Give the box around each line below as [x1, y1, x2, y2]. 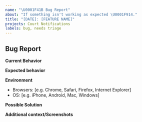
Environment [5, 77, 32, 83]
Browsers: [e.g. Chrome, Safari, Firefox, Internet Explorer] [12, 86, 131, 92]
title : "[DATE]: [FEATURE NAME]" [5, 16, 75, 21]
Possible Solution [5, 101, 42, 107]
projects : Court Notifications [5, 21, 70, 26]
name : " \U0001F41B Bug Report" [5, 7, 70, 12]
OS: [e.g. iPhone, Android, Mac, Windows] [12, 92, 100, 98]
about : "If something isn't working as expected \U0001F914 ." [5, 12, 137, 17]
